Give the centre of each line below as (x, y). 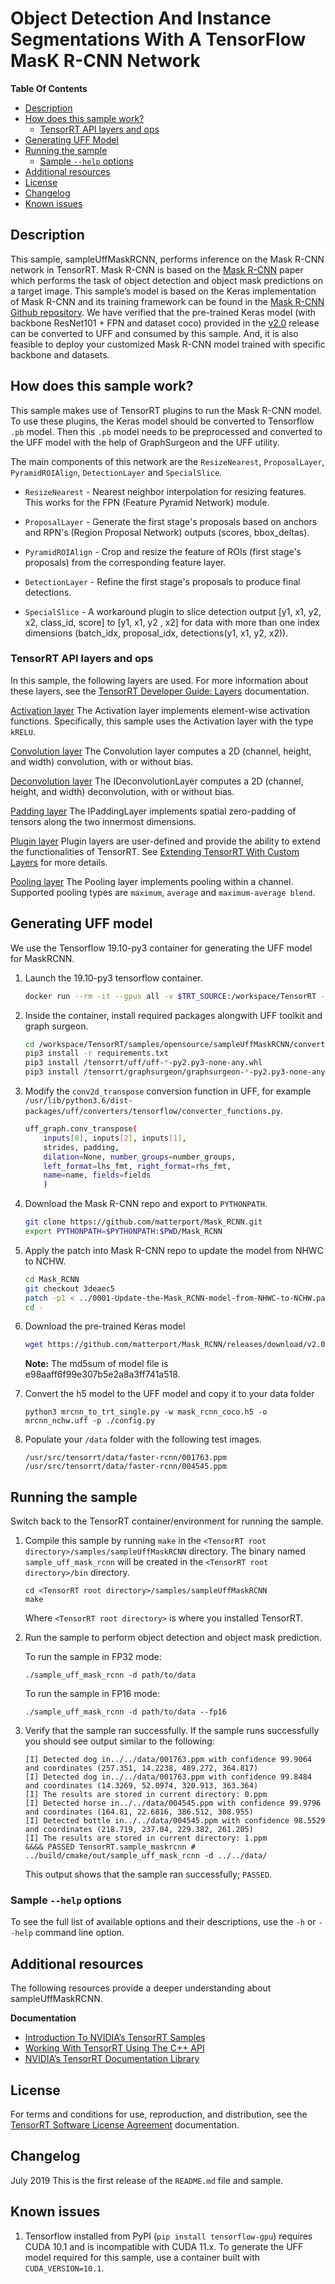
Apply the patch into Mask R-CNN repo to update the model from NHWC (174, 1250)
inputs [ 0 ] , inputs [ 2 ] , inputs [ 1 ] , (115, 1138)
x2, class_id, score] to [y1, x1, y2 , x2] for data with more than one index (172, 622)
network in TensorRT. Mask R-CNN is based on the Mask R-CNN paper (157, 269)
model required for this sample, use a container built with (142, 2257)
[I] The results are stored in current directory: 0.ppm (146, 1795)
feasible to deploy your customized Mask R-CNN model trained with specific (168, 344)
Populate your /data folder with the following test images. (143, 1439)
